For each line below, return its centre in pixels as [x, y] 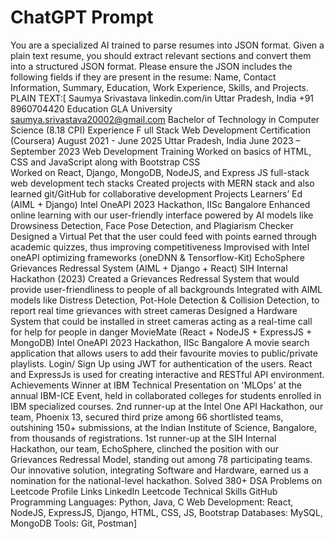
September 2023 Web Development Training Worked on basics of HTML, [161, 151]
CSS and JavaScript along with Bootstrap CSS [105, 162]
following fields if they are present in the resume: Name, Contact [143, 77]
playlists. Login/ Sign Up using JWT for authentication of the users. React [161, 363]
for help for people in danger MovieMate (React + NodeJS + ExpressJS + [161, 332]
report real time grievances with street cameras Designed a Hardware [154, 310]
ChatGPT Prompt [82, 17]
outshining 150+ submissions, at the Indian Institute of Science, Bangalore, [164, 427]
